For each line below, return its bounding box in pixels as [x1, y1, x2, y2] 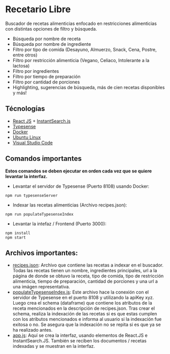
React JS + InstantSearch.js [12, 118, 71, 124]
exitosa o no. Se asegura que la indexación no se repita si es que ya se [12, 321, 161, 328]
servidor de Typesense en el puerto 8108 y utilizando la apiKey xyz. [12, 294, 154, 301]
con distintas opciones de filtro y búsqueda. [5, 25, 97, 32]
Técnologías [5, 104, 45, 113]
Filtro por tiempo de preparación [12, 73, 81, 79]
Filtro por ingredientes [12, 68, 59, 74]
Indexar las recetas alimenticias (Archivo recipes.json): [12, 202, 127, 208]
